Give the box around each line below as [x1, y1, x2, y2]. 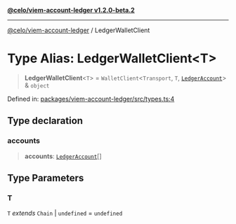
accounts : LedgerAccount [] [24, 152, 102, 160]
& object [24, 80, 50, 90]
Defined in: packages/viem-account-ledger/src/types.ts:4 [7, 94, 175, 103]
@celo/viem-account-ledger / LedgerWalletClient [7, 26, 150, 34]
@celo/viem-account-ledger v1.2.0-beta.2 [7, 6, 135, 14]
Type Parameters [7, 172, 84, 184]
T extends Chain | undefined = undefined [7, 209, 123, 218]
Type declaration [7, 115, 83, 127]
